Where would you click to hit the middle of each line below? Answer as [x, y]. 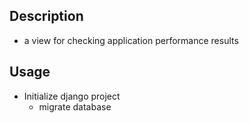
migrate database [75, 106]
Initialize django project [72, 96]
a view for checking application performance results [131, 40]
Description [46, 16]
